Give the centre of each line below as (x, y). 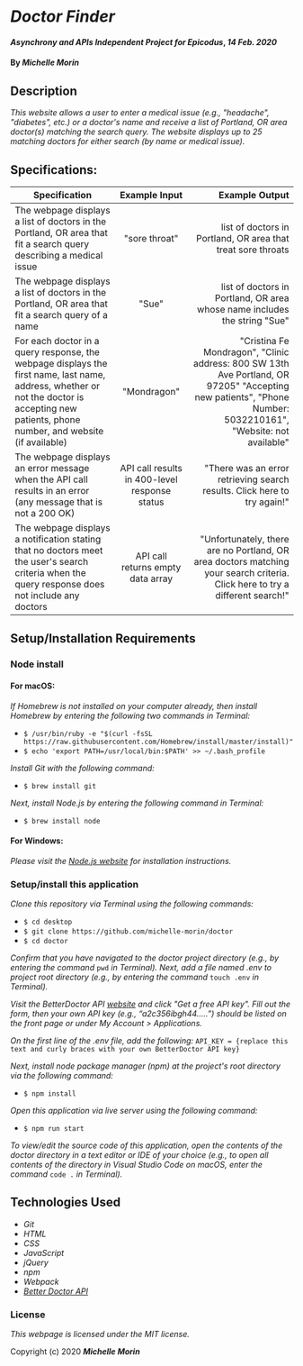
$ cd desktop (48, 922)
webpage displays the (61, 364)
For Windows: (37, 841)
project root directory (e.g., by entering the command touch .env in (135, 977)
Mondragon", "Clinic (246, 352)
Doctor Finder (63, 17)
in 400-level (151, 479)
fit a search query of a (62, 315)
